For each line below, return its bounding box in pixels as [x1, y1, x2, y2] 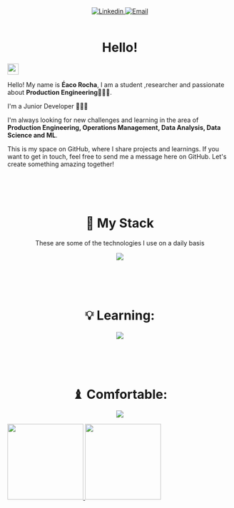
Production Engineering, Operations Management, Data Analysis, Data [7, 123, 221, 131]
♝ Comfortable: [72, 387, 168, 402]
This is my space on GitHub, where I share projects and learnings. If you [7, 144, 220, 153]
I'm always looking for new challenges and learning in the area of [7, 116, 199, 124]
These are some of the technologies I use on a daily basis [35, 238, 205, 247]
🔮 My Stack [85, 215, 155, 231]
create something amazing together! [7, 160, 114, 168]
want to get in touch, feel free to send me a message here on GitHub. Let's [7, 152, 227, 161]
